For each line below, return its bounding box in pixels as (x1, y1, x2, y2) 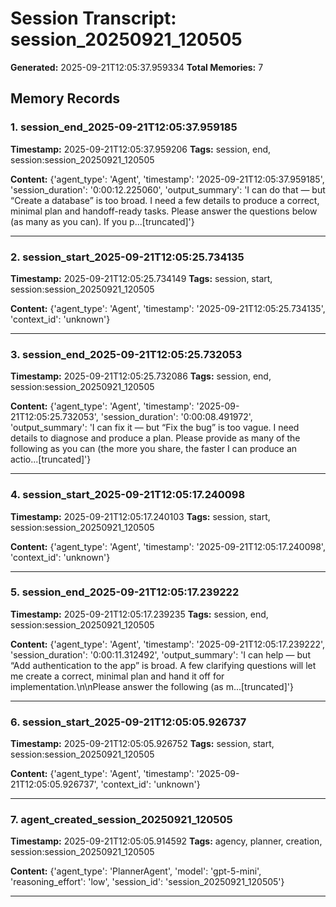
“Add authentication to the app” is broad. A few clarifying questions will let (10, 659, 317, 671)
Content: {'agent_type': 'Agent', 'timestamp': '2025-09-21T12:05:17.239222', (10, 638, 326, 650)
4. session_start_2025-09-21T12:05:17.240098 (10, 488, 246, 502)
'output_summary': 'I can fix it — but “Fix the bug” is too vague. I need (10, 422, 300, 434)
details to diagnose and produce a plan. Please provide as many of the (10, 432, 301, 444)
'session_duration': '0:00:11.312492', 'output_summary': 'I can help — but (10, 648, 311, 661)
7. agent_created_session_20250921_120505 (10, 813, 233, 827)
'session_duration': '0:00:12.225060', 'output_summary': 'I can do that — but (10, 183, 326, 196)
